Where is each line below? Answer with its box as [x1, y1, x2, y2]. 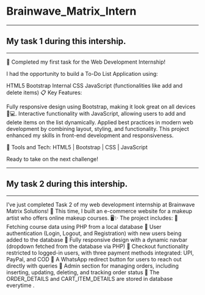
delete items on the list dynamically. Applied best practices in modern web [6, 118, 193, 126]
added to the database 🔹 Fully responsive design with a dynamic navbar [6, 236, 188, 243]
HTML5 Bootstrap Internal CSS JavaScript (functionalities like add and [6, 81, 183, 89]
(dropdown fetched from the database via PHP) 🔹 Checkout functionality [6, 242, 189, 250]
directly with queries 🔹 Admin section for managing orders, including [6, 262, 179, 269]
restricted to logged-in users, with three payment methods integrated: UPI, [6, 249, 194, 256]
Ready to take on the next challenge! [6, 155, 99, 163]
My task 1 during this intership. [6, 36, 126, 47]
